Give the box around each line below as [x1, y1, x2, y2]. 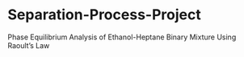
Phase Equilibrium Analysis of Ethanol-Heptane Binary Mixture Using [7, 32, 237, 42]
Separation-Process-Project [7, 6, 201, 24]
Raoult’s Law [7, 40, 50, 50]
